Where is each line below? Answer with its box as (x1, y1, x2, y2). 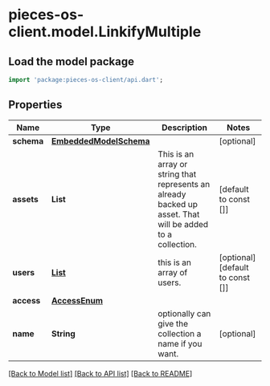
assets (12, 193, 39, 205)
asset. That (157, 209, 200, 220)
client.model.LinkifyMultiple (8, 22, 202, 41)
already (157, 189, 186, 200)
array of (157, 266, 188, 278)
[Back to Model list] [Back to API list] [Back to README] (8, 368, 193, 378)
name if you (157, 338, 202, 349)
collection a (157, 327, 202, 339)
